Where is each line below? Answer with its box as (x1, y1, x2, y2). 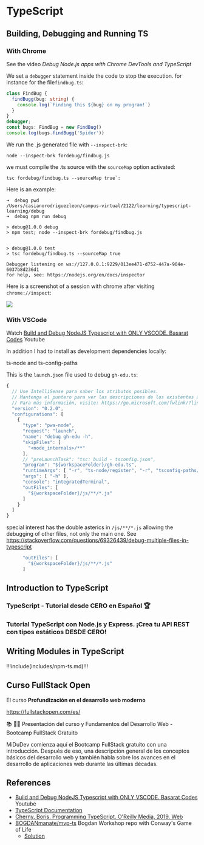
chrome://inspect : (6, 289, 52, 296)
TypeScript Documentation (15, 807, 83, 814)
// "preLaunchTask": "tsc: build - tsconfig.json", (22, 456, 156, 462)
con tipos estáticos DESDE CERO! (6, 628, 107, 636)
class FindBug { (6, 90, 47, 97)
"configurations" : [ (12, 411, 64, 417)
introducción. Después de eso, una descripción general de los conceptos (6, 747, 190, 754)
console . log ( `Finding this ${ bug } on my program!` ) (17, 101, 151, 108)
